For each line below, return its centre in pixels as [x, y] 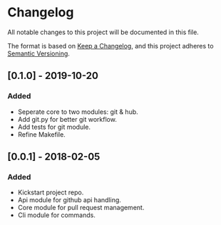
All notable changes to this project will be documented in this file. [103, 32]
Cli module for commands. [57, 215]
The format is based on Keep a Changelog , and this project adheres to [110, 46]
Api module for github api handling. [69, 200]
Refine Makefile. [41, 134]
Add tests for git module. [54, 127]
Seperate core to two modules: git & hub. [78, 112]
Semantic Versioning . [38, 53]
